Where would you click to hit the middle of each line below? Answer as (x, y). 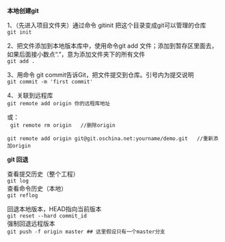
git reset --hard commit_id (47, 216)
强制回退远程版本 (31, 224)
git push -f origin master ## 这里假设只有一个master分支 (86, 232)
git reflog (23, 196)
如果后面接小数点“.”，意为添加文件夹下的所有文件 (76, 54)
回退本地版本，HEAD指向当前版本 (54, 209)
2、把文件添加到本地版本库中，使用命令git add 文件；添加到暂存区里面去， (112, 46)
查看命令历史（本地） (37, 188)
